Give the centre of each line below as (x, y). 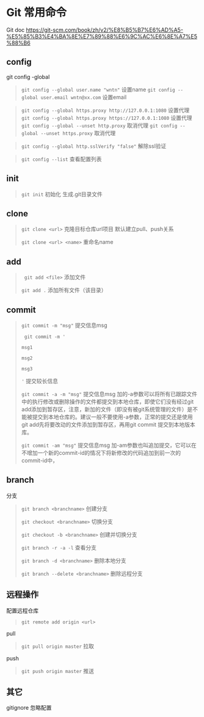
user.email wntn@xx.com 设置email (84, 97)
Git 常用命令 (37, 13)
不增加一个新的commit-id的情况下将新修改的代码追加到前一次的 (101, 453)
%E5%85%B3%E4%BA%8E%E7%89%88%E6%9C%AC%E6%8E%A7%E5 (102, 36)
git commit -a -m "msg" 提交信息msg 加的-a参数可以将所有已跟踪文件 (109, 394)
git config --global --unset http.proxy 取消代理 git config (99, 125)
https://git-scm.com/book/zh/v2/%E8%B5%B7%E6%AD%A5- (104, 30)
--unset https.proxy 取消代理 (78, 133)
